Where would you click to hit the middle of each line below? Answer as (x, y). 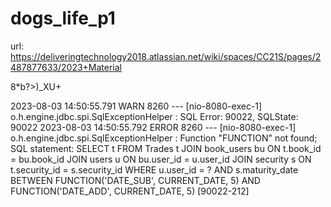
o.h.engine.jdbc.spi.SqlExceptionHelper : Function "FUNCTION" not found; (164, 138)
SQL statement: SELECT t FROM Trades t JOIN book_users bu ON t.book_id (166, 148)
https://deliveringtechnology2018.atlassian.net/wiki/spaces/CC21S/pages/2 (166, 56)
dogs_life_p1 (63, 18)
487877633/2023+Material (66, 67)
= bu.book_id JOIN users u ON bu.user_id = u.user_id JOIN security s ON (161, 159)
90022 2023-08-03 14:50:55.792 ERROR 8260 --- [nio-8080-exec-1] (153, 127)
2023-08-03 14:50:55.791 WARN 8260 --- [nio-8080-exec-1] (136, 106)
